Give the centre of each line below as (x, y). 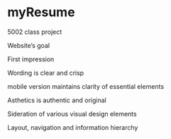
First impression (31, 59)
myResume (42, 12)
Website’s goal (29, 45)
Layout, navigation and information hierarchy (73, 127)
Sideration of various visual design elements (72, 114)
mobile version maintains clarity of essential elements (86, 86)
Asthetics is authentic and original (57, 100)
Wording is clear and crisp (46, 73)
